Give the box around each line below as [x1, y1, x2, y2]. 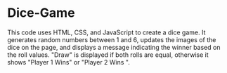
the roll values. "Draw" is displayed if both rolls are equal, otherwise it [7, 51, 209, 59]
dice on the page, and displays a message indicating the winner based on [7, 43, 221, 51]
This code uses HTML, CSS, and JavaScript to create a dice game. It [7, 28, 206, 36]
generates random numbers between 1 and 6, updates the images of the [7, 35, 216, 44]
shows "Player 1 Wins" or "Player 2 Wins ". [7, 58, 130, 66]
